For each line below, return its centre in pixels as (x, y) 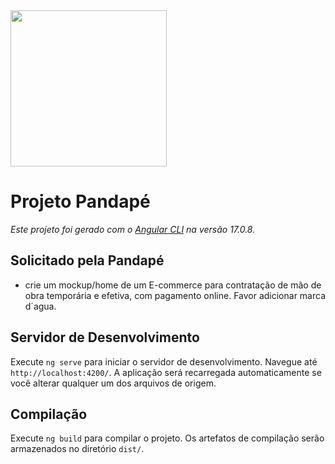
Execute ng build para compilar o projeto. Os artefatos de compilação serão (167, 438)
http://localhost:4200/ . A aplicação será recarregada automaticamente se (166, 372)
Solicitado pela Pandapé (87, 260)
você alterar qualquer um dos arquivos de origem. (113, 383)
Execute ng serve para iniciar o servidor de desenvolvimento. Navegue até (164, 361)
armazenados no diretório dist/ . (77, 449)
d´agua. (40, 306)
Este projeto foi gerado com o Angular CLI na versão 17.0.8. (133, 229)
